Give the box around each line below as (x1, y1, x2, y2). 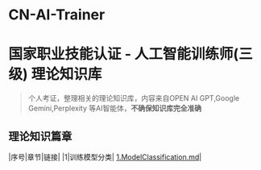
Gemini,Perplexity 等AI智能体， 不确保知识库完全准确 (27, 103, 202, 114)
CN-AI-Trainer (8, 6, 106, 24)
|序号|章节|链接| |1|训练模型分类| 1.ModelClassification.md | (8, 151, 202, 162)
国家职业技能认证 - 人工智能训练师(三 (8, 45, 253, 64)
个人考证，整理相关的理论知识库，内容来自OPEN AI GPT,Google (27, 93, 240, 103)
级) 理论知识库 (8, 65, 102, 84)
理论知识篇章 (8, 129, 72, 143)
